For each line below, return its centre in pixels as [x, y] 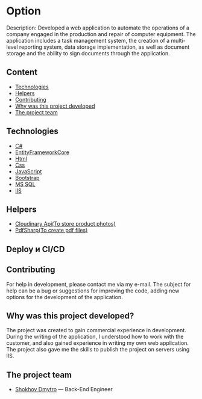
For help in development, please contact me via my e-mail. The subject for [99, 284]
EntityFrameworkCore [42, 152]
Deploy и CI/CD [36, 249]
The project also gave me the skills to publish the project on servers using [98, 350]
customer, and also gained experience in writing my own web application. [97, 343]
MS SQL [25, 184]
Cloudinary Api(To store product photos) [65, 224]
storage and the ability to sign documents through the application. [88, 53]
